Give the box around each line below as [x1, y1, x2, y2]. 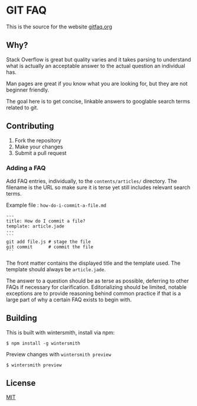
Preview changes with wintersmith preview [6, 350, 111, 358]
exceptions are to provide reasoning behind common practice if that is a [6, 290, 181, 297]
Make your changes [14, 143, 63, 150]
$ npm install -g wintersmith [6, 340, 81, 346]
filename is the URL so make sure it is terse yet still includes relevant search [6, 184, 191, 191]
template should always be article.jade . [6, 265, 106, 272]
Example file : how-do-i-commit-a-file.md [6, 202, 107, 209]
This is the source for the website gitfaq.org [6, 23, 113, 30]
